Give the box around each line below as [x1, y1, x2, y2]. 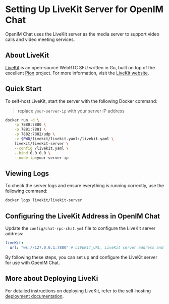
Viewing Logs [5, 169, 49, 178]
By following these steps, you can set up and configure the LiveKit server [5, 254, 157, 260]
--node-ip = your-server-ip [14, 155, 69, 160]
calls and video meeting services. [5, 36, 75, 42]
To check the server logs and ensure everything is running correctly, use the [5, 183, 164, 189]
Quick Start [5, 84, 42, 93]
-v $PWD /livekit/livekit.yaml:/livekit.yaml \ [14, 137, 114, 142]
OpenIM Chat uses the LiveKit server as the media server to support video [5, 31, 160, 37]
